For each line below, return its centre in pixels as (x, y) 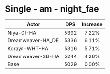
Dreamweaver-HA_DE (33, 40)
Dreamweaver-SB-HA (33, 56)
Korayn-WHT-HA (28, 48)
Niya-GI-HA (22, 33)
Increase (92, 24)
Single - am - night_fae (52, 9)
